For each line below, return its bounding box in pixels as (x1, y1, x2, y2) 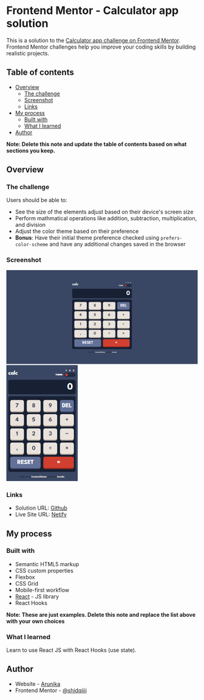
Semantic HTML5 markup (15, 560, 80, 567)
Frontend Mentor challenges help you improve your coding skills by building (6, 43, 196, 50)
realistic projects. (6, 49, 50, 57)
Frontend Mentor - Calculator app (6, 4, 179, 18)
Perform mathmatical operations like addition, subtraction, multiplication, (15, 215, 197, 222)
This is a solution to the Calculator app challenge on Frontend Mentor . (6, 36, 181, 44)
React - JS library (15, 592, 59, 600)
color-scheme (15, 241, 49, 248)
